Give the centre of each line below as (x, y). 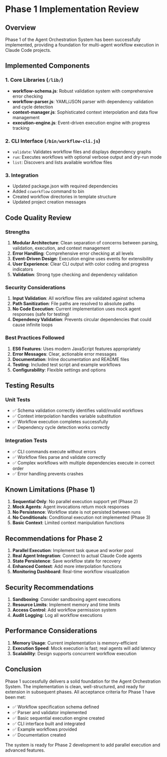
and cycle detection (33, 107)
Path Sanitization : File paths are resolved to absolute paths (73, 304)
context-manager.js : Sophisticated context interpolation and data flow (85, 112)
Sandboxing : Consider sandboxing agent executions (67, 599)
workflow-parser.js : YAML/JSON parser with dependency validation (83, 101)
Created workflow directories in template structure (64, 197)
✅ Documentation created (39, 735)
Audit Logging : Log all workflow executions (57, 615)
